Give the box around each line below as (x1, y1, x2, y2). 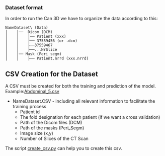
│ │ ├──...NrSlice (5, 47, 57, 52)
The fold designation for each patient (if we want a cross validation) (20, 114, 160, 120)
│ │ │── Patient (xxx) (5, 34, 66, 39)
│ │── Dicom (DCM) (5, 30, 53, 35)
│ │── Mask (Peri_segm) (5, 52, 62, 57)
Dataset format (5, 4, 43, 11)
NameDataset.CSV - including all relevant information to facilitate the (12, 98, 155, 104)
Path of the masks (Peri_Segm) (20, 125, 85, 131)
